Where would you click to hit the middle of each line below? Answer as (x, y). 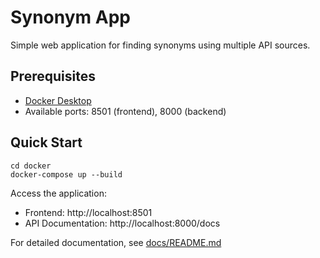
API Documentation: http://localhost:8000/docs (122, 223)
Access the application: (58, 193)
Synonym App (70, 17)
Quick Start (46, 142)
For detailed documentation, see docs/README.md (116, 242)
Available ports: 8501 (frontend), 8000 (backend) (125, 111)
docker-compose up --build (66, 174)
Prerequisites (53, 76)
